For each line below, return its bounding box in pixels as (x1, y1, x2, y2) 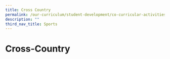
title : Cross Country (5, 7, 51, 13)
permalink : (5, 12, 28, 17)
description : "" (5, 17, 39, 22)
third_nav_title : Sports (5, 21, 58, 27)
